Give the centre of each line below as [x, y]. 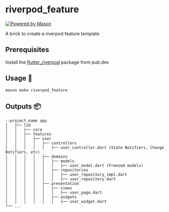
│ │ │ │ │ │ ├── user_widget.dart [56, 202]
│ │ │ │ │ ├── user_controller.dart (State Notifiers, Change [85, 148]
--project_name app [26, 121]
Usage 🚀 [19, 78]
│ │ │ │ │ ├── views [39, 188]
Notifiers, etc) [23, 152]
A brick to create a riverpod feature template [52, 33]
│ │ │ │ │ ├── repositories [47, 170]
